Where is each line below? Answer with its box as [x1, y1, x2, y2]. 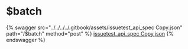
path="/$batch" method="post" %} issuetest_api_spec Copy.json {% [6, 30, 174, 37]
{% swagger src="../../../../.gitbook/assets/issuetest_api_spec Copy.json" [6, 24, 183, 31]
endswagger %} [6, 36, 46, 43]
